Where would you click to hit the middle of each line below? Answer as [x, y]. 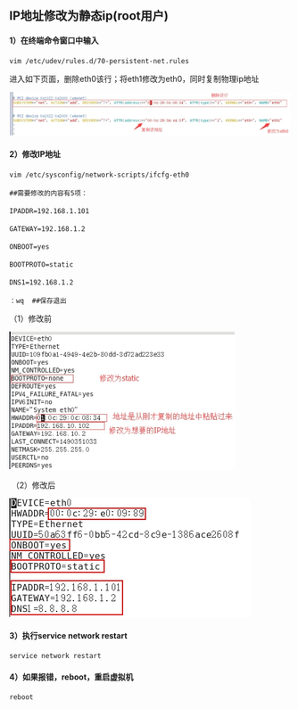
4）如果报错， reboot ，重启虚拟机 [71, 677]
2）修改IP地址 [35, 154]
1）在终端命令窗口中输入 [54, 40]
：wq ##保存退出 [38, 301]
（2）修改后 [33, 485]
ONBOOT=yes [29, 247]
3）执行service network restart [68, 635]
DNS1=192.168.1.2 [41, 282]
